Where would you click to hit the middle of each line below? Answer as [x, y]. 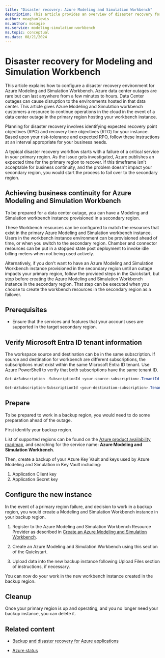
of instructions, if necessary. [41, 567]
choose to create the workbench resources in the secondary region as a [78, 289]
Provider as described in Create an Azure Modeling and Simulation [80, 532]
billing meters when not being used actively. [50, 253]
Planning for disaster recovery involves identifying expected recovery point [81, 126]
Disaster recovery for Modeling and [79, 61]
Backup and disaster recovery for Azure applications [65, 641]
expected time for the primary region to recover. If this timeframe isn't [76, 162]
